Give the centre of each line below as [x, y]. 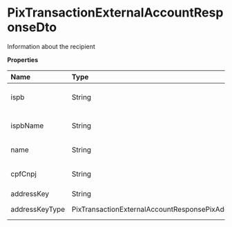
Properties [23, 59]
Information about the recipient [51, 46]
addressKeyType [38, 209]
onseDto [32, 27]
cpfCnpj [23, 174]
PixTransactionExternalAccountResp [115, 13]
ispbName [27, 126]
